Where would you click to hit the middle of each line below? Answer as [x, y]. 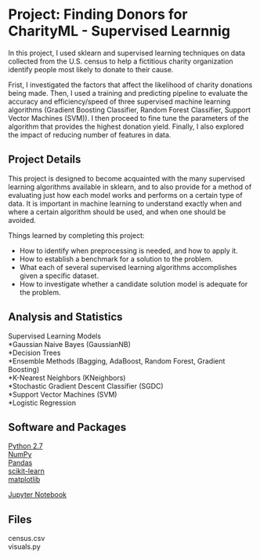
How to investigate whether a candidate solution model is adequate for [134, 283]
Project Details [45, 160]
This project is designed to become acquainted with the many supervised [126, 178]
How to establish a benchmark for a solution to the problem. [116, 259]
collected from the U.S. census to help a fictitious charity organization [121, 61]
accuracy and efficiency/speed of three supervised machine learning [119, 101]
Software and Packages [67, 427]
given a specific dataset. [59, 276]
